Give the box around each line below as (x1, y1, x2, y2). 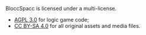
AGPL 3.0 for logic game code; (14, 16, 89, 23)
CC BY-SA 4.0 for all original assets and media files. (14, 23, 141, 29)
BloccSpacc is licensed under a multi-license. (5, 5, 117, 12)
